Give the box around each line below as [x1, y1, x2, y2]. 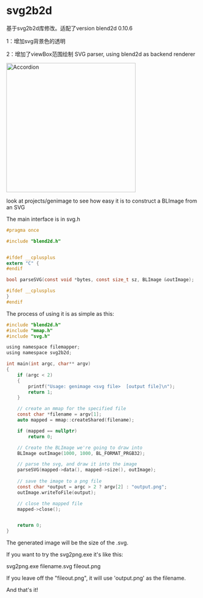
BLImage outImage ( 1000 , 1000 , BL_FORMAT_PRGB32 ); [17, 450, 146, 456]
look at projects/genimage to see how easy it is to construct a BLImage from [6, 197, 198, 204]
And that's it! [6, 586, 38, 594]
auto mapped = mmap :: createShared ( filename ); [17, 417, 135, 423]
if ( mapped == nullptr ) [17, 428, 78, 434]
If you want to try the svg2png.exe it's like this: [6, 551, 123, 558]
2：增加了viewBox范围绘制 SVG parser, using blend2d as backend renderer [6, 50, 196, 58]
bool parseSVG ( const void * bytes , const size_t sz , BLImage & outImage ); [6, 277, 194, 283]
